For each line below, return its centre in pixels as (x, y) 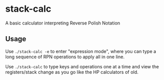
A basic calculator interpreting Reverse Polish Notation (63, 23)
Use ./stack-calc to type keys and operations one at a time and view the (82, 66)
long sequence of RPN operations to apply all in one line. (65, 57)
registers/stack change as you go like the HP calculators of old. (72, 72)
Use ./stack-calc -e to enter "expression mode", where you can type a (81, 51)
